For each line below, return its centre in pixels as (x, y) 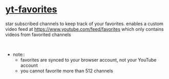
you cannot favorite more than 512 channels (67, 71)
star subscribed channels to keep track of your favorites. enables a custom (84, 24)
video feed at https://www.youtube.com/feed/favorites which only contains (84, 29)
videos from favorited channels (38, 34)
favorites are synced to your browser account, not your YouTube (88, 60)
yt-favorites (31, 9)
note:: (19, 54)
